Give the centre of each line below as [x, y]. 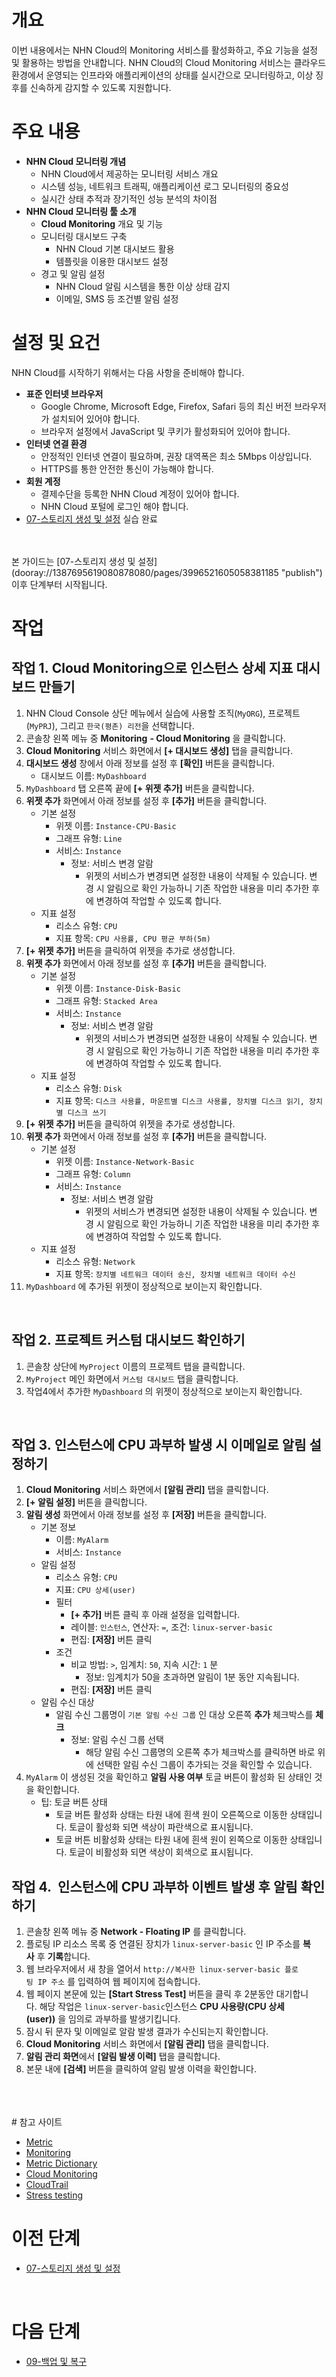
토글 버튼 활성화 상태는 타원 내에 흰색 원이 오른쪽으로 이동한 [171, 1815]
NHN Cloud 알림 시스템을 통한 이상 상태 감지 [143, 286]
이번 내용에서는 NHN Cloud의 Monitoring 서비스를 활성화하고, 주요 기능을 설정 [165, 50]
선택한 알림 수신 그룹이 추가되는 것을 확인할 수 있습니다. [204, 1765]
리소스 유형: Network [95, 1261]
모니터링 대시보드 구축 [84, 236]
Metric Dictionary [61, 2163]
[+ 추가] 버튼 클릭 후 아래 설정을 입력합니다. [155, 1615]
